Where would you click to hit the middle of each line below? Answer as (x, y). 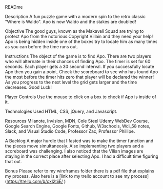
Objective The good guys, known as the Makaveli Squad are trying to (74, 31)
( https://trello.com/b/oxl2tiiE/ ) (35, 181)
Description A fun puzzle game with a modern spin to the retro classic (75, 16)
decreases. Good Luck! (29, 87)
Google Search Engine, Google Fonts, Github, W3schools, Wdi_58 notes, (78, 126)
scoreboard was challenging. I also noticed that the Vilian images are (74, 151)
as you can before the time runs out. (41, 47)
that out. (13, 161)
